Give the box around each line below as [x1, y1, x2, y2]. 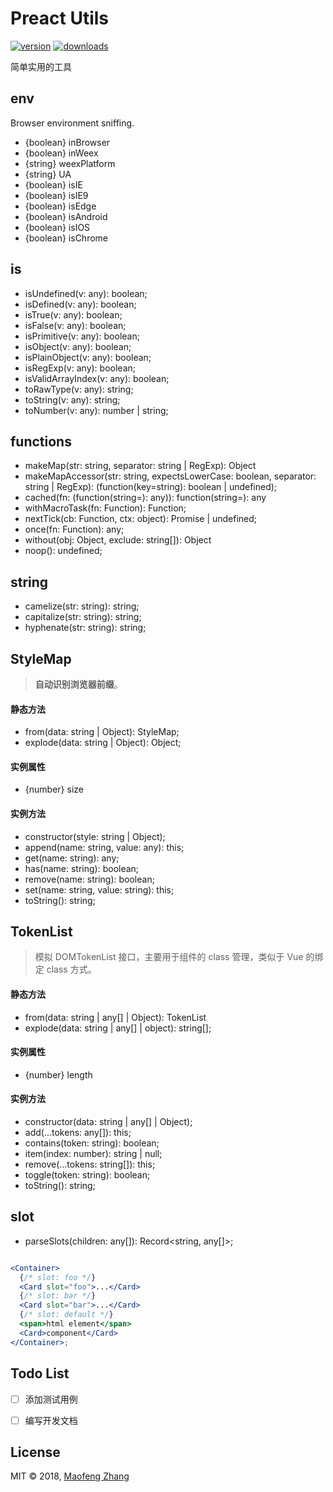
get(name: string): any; [24, 852, 120, 864]
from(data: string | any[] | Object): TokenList [24, 1011, 207, 1023]
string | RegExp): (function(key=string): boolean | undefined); [24, 481, 278, 493]
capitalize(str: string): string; [24, 611, 142, 623]
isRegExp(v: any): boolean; [24, 362, 136, 374]
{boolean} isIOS [24, 221, 91, 233]
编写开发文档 [24, 1414, 78, 1426]
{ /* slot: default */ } [19, 1310, 114, 1320]
